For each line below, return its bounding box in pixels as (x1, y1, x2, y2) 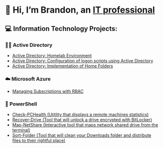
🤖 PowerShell (5, 101, 38, 107)
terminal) (12, 127, 31, 133)
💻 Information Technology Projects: (5, 24, 118, 33)
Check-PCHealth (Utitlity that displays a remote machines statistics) (12, 112, 149, 118)
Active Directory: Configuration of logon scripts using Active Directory (12, 58, 154, 63)
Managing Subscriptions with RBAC (12, 88, 84, 94)
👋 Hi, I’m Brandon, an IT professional (5, 4, 155, 16)
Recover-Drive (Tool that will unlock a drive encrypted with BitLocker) (12, 117, 152, 123)
